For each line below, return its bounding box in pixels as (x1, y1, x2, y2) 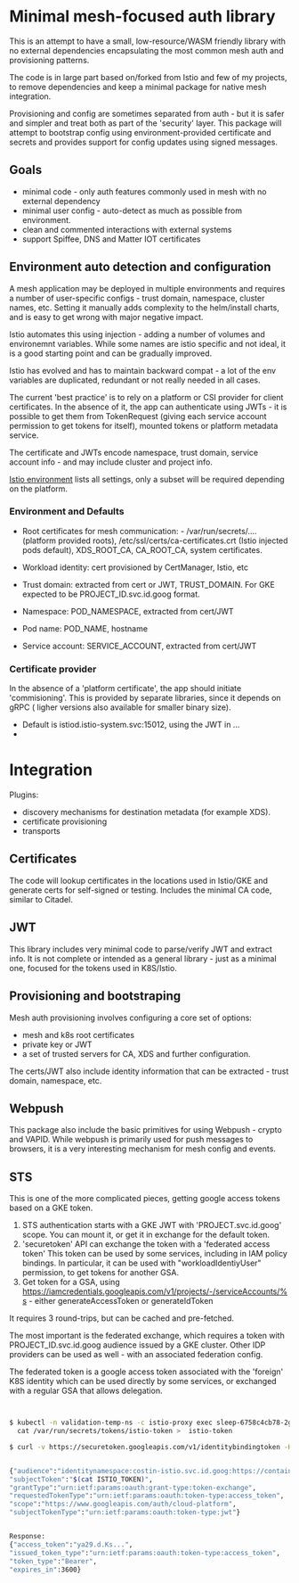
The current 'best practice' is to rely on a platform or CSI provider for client (9, 392, 284, 402)
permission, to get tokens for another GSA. (21, 1267, 180, 1278)
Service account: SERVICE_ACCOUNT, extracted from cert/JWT (21, 640, 257, 651)
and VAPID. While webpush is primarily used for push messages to (9, 1134, 254, 1145)
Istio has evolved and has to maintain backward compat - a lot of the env (9, 365, 277, 375)
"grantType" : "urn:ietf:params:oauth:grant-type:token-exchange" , (9, 1483, 256, 1492)
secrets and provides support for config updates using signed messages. (9, 136, 279, 147)
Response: (9, 1532, 46, 1541)
